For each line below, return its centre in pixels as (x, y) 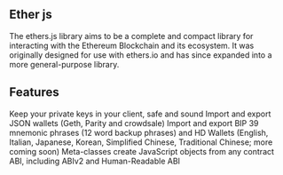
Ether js (31, 15)
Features (34, 92)
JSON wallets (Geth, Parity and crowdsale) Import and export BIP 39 (134, 123)
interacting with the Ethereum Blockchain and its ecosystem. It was (132, 45)
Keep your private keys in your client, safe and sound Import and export (140, 114)
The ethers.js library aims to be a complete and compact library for (131, 36)
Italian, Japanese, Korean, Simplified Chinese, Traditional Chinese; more (141, 142)
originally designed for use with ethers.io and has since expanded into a (141, 55)
